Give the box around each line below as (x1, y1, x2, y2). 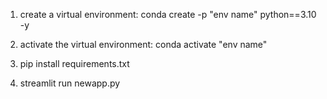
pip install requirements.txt (19, 58, 130, 69)
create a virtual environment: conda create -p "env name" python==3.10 (19, 9, 317, 20)
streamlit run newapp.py (19, 77, 121, 89)
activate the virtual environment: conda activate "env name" (19, 39, 268, 50)
